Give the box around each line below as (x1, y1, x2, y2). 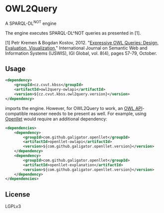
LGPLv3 (5, 204, 21, 210)
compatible (5, 110, 28, 116)
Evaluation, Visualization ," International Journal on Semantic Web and (5, 45, 148, 51)
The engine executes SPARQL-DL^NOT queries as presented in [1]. (5, 30, 141, 36)
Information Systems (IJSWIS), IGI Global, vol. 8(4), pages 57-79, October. (5, 50, 158, 56)
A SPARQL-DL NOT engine (5, 19, 57, 26)
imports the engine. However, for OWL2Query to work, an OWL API (5, 105, 143, 111)
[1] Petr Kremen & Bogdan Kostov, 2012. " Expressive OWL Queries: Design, (5, 39, 159, 45)
